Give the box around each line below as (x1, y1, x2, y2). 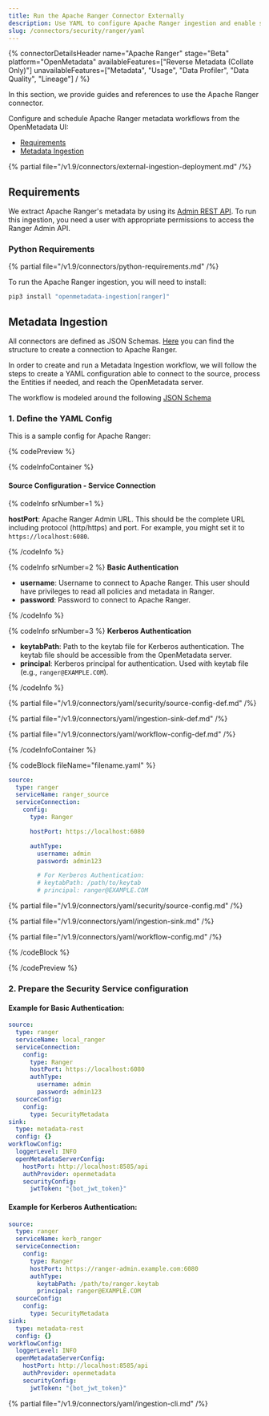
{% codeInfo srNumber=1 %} (8, 498, 104, 508)
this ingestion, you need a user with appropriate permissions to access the (8, 215, 255, 225)
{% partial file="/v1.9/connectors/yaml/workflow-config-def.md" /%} (8, 729, 236, 739)
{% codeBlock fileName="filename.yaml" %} (8, 760, 156, 770)
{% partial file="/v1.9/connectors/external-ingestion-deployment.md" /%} (8, 162, 252, 172)
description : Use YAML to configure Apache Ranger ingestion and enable (8, 19, 256, 27)
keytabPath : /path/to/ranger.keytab (37, 1280, 159, 1288)
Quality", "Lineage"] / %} (8, 74, 90, 84)
